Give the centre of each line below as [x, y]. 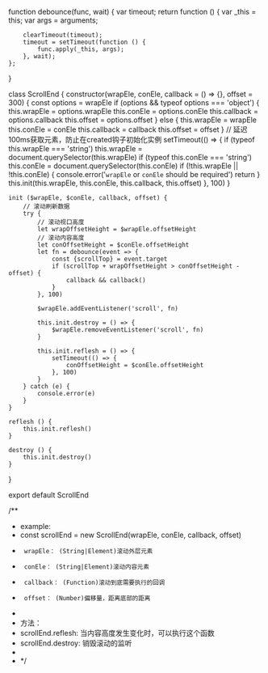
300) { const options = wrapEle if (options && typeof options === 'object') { [134, 103]
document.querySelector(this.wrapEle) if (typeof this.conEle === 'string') [130, 157]
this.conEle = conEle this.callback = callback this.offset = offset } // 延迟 [128, 129]
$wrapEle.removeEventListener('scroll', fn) [128, 330]
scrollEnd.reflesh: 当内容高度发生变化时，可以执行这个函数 [117, 633]
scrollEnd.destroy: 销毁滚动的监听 [76, 643]
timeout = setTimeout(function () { [85, 42]
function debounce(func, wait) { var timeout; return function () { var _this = [132, 12]
